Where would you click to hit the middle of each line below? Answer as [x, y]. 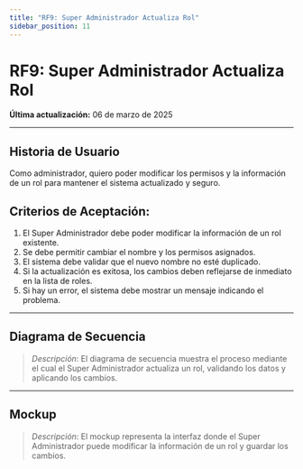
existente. [41, 243]
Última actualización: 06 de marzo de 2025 [91, 115]
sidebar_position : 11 [50, 26]
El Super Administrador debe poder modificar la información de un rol [151, 233]
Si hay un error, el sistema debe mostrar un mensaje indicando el [143, 290]
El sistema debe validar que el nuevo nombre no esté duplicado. [142, 262]
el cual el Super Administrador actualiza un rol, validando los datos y [159, 368]
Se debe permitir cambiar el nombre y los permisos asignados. [139, 253]
